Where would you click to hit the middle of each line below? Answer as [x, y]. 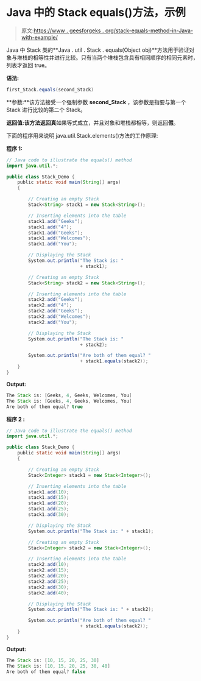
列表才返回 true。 [28, 65]
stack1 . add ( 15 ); [49, 498]
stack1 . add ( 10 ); [49, 492]
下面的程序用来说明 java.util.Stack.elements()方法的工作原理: [82, 135]
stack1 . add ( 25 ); [49, 509]
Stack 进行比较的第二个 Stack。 [46, 110]
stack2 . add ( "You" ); [53, 322]
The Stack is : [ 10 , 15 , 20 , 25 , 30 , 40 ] [58, 666]
